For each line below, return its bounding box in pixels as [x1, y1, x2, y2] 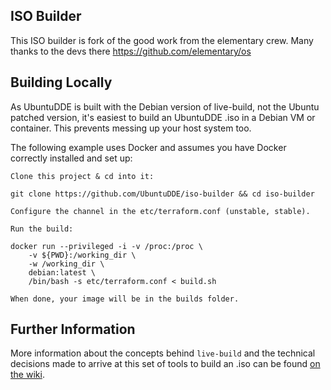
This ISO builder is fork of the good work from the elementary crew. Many [10, 34, 314, 46]
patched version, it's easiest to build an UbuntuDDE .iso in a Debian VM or [10, 111, 316, 123]
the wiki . [10, 369, 45, 381]
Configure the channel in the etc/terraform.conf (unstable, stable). [10, 206, 311, 216]
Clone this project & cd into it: [10, 171, 155, 181]
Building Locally [10, 74, 113, 91]
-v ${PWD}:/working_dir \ [28, 250, 137, 260]
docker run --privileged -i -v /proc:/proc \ [10, 241, 203, 251]
